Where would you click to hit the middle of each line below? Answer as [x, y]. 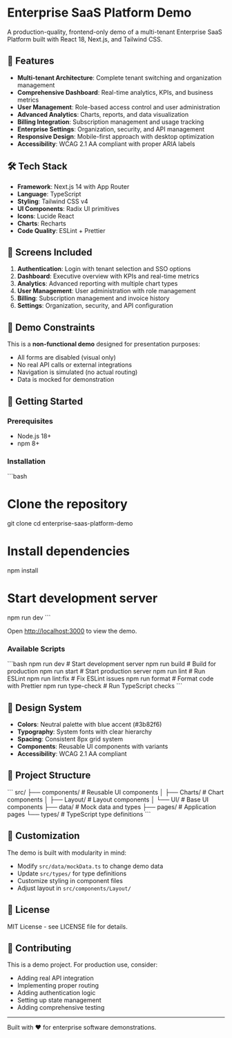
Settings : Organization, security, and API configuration [95, 306]
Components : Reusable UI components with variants [93, 747]
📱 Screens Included [50, 252]
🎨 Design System [45, 708]
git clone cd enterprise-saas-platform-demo [70, 523]
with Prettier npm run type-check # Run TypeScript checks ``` [95, 686]
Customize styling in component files [70, 880]
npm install [23, 571]
